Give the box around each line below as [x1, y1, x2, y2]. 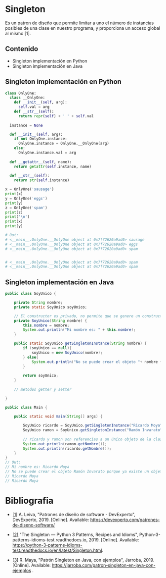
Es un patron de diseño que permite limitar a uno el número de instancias [5, 20, 154, 26]
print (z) [5, 210, 23, 215]
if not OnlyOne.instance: [14, 136, 68, 142]
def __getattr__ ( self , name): [9, 159, 72, 164]
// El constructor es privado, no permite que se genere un [14, 314, 140, 318]
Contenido [5, 45, 39, 53]
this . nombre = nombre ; [23, 323, 70, 328]
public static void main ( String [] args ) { [14, 414, 103, 419]
